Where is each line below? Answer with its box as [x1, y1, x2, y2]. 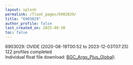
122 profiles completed [5, 49, 52, 55]
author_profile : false [5, 21, 52, 26]
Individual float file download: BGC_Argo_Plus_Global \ [5, 54, 115, 60]
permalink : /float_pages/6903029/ [5, 12, 77, 17]
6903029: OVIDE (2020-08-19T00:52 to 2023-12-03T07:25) [5, 44, 129, 49]
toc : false [5, 30, 28, 35]
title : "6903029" [5, 16, 41, 21]
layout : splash [5, 7, 37, 12]
